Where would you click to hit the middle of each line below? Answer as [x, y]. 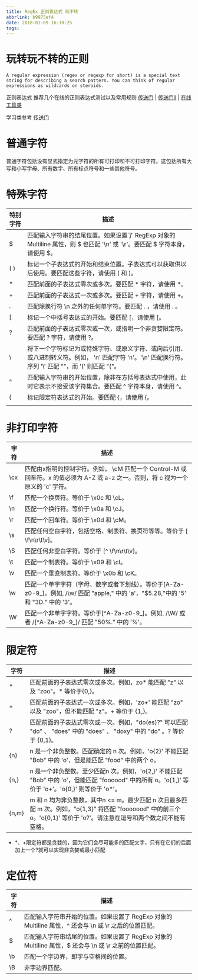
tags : [13, 28]
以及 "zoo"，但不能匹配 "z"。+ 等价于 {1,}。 [90, 711]
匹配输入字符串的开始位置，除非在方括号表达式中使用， [104, 378]
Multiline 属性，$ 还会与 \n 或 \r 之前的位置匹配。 [92, 945]
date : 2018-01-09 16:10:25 [39, 23]
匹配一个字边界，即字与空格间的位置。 [77, 956]
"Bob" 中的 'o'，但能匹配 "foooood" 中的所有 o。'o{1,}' [105, 780]
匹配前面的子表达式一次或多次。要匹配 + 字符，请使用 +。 [107, 295]
